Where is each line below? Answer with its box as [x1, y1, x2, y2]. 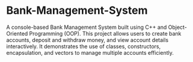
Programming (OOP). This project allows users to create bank [29, 29, 182, 37]
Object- [168, 23, 188, 31]
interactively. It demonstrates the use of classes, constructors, [6, 43, 161, 50]
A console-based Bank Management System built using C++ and [6, 23, 167, 31]
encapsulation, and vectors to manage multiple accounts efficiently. [6, 49, 174, 56]
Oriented [6, 29, 28, 37]
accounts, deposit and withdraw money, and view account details [6, 36, 169, 43]
